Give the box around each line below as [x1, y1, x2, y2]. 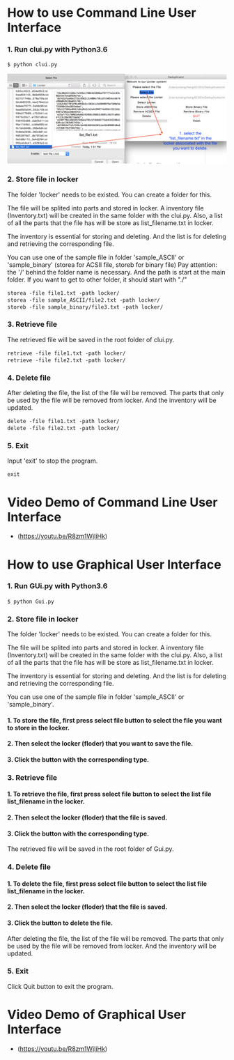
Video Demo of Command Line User [7, 494, 218, 510]
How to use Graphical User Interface [7, 556, 221, 572]
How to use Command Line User [7, 5, 196, 21]
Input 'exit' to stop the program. [7, 456, 98, 465]
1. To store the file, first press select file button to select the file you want [7, 716, 222, 724]
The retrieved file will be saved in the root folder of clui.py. [7, 335, 175, 344]
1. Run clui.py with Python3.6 [7, 45, 108, 54]
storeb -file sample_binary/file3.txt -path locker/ [7, 303, 164, 311]
